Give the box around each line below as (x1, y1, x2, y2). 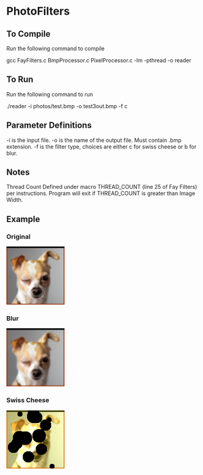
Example (6, 214, 40, 224)
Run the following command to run (6, 90, 94, 98)
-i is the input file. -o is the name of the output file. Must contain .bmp (6, 136, 182, 144)
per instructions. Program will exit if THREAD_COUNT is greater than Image (6, 190, 196, 197)
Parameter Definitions (6, 120, 92, 131)
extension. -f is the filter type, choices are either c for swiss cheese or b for (6, 142, 197, 150)
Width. (6, 196, 23, 204)
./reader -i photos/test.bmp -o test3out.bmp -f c (6, 102, 128, 109)
